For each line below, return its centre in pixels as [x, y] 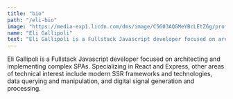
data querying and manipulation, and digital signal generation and [101, 81]
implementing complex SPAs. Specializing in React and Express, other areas [116, 66]
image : [17, 26]
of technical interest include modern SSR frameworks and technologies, [110, 74]
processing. [24, 89]
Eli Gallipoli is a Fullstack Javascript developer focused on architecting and [114, 59]
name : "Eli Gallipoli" [40, 33]
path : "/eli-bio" [32, 20]
